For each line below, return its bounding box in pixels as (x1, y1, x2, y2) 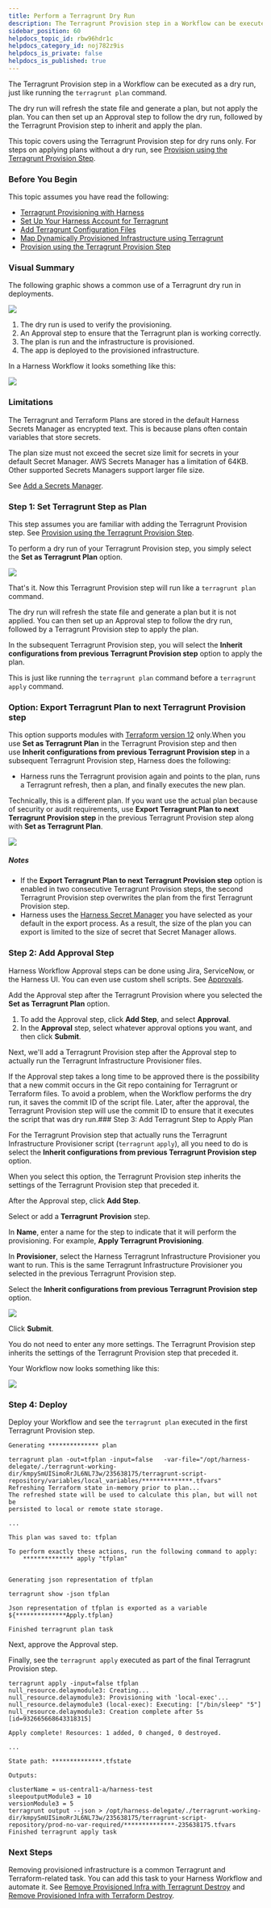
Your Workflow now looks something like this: (8, 1363, 160, 1373)
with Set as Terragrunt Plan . (8, 821, 103, 831)
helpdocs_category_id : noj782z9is (8, 42, 125, 50)
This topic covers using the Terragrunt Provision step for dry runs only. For (8, 136, 256, 146)
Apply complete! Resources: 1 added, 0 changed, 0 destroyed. (8, 1729, 222, 1737)
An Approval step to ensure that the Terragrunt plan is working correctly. (19, 328, 262, 338)
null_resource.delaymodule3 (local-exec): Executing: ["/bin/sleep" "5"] (8, 1700, 262, 1708)
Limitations (8, 397, 54, 408)
